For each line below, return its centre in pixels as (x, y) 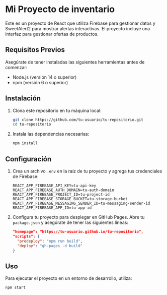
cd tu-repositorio (32, 125)
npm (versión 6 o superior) (40, 82)
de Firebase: (25, 176)
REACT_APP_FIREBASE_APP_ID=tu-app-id (52, 208)
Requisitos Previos (35, 50)
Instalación (23, 99)
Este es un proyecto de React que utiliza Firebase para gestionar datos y (80, 23)
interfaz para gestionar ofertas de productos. (52, 34)
